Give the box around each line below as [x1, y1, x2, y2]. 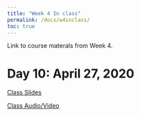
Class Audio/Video [7, 102, 60, 110]
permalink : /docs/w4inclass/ [7, 16, 90, 23]
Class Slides [7, 89, 42, 97]
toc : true [7, 23, 36, 30]
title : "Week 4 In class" [7, 10, 81, 17]
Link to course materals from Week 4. [7, 42, 113, 50]
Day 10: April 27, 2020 [7, 66, 135, 81]
